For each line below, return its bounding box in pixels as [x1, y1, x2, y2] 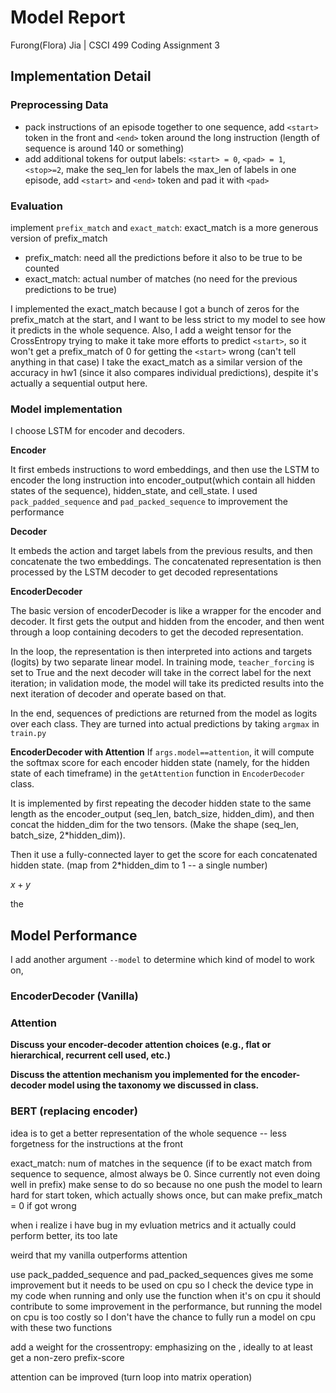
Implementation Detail [10, 68, 152, 85]
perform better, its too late [10, 1229, 118, 1241]
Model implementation [10, 402, 123, 416]
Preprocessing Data [10, 98, 109, 112]
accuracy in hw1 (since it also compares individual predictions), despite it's [10, 366, 319, 378]
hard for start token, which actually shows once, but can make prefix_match [10, 1189, 323, 1201]
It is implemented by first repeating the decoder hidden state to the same [10, 797, 312, 810]
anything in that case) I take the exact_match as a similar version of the [10, 356, 303, 368]
